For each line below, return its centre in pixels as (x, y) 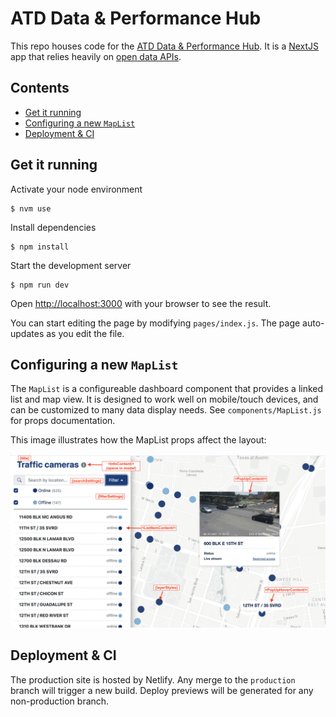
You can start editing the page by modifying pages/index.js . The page (155, 323)
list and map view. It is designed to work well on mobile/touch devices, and (164, 399)
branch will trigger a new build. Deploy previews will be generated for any (162, 690)
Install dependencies (53, 227)
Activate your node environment (76, 189)
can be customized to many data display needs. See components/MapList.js (166, 410)
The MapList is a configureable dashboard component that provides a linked (167, 389)
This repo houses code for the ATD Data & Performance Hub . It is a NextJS (165, 46)
